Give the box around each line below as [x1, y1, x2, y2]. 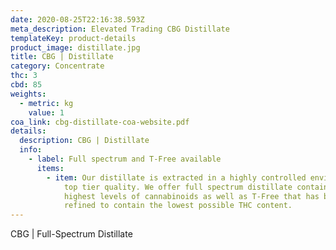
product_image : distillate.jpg [10, 42, 141, 53]
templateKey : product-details [10, 33, 137, 43]
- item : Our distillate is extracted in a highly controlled [46, 172, 307, 183]
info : [19, 145, 43, 155]
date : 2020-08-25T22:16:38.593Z [10, 14, 145, 25]
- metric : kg [19, 98, 74, 108]
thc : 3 [10, 71, 38, 81]
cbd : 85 [10, 80, 43, 90]
